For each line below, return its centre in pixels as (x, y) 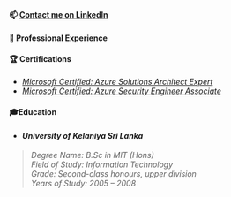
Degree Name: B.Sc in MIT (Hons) (92, 155)
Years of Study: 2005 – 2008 (83, 184)
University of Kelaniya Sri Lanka (82, 135)
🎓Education (33, 111)
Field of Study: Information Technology (102, 164)
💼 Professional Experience (59, 38)
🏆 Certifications (41, 58)
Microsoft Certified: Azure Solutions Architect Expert (117, 82)
